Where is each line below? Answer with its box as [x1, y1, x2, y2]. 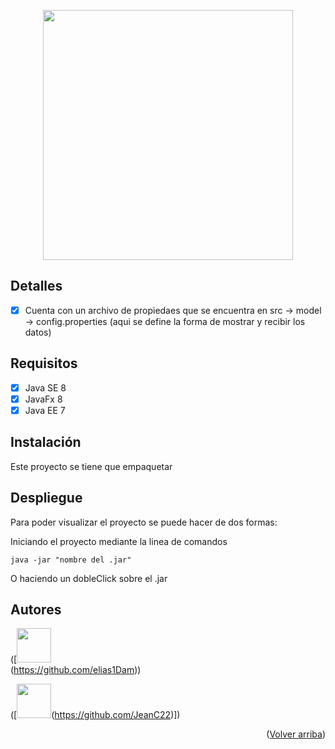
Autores [10, 601, 62, 618]
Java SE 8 [24, 381, 67, 394]
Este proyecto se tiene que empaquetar [10, 460, 173, 472]
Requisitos [10, 355, 78, 372]
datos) [24, 326, 52, 338]
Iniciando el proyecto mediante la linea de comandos [10, 535, 228, 547]
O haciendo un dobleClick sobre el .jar [10, 572, 168, 584]
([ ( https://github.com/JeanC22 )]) [10, 709, 181, 721]
